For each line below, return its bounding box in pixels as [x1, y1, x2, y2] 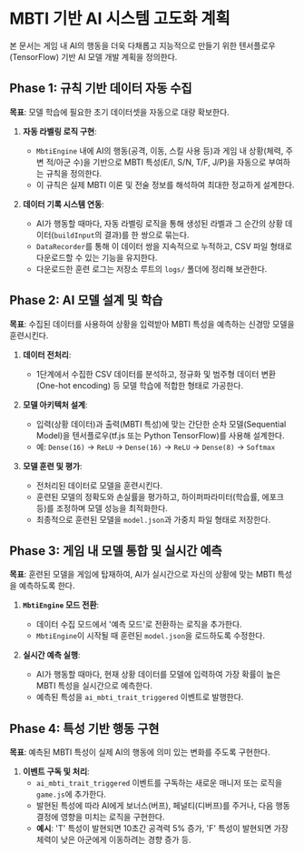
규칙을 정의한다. [45, 167, 103, 178]
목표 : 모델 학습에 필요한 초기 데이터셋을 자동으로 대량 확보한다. [9, 106, 230, 117]
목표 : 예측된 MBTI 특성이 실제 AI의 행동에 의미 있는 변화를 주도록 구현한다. [9, 747, 270, 758]
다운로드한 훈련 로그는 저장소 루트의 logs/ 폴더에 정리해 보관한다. [35, 263, 268, 274]
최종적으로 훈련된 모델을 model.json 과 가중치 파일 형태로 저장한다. [35, 514, 270, 525]
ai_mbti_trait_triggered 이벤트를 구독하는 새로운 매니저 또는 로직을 [35, 778, 283, 788]
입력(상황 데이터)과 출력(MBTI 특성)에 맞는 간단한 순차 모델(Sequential [35, 418, 287, 429]
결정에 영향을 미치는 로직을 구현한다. [35, 811, 165, 823]
